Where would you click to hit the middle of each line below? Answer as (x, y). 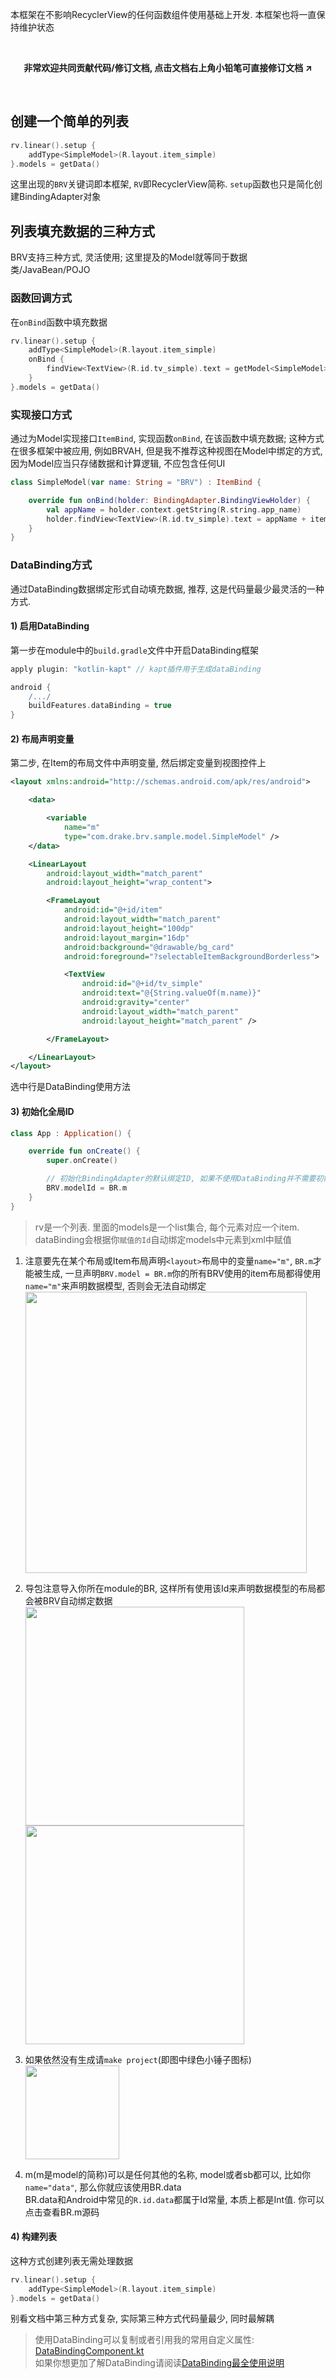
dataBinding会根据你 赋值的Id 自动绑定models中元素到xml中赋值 (163, 1239)
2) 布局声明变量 (42, 739)
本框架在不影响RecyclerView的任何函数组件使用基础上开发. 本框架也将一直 (163, 14)
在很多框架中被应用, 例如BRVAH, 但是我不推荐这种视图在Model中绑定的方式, (166, 451)
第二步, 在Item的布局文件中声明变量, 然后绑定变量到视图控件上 (138, 763)
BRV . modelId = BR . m (87, 1188)
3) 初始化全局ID (42, 1111)
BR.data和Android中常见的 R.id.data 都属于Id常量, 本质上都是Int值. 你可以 (174, 2199)
